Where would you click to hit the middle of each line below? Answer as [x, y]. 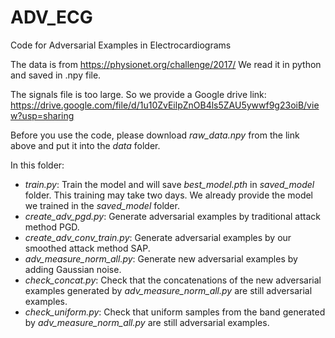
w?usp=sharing [42, 115]
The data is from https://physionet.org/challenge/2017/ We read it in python [166, 64]
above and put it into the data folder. [85, 145]
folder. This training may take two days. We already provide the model [169, 195]
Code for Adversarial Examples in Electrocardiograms [121, 45]
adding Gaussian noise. [73, 269]
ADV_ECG [51, 17]
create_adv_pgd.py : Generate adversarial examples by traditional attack [172, 216]
